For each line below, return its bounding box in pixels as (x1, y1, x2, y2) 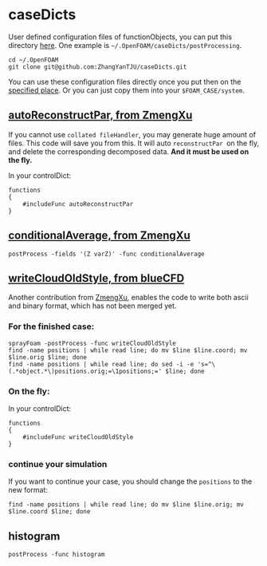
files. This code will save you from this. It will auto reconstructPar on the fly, (8, 138, 260, 148)
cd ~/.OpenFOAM (8, 56, 59, 64)
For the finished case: (8, 321, 95, 332)
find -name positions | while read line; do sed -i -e (8, 360, 194, 368)
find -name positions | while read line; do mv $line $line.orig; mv (8, 501, 245, 509)
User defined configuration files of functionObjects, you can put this (8, 32, 233, 42)
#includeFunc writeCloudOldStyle (22, 433, 134, 441)
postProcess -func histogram (8, 551, 105, 559)
